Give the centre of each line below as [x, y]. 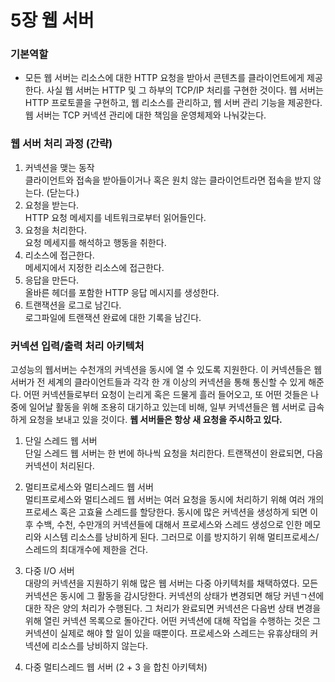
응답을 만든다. [52, 280]
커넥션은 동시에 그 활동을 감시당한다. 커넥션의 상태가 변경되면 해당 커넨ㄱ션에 [174, 596]
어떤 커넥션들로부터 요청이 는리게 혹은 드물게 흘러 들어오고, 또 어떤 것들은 [166, 395]
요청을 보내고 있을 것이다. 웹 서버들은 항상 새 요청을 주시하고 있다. [155, 420]
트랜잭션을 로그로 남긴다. [73, 305]
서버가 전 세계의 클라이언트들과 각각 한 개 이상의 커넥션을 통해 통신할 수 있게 [158, 382]
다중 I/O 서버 [49, 571]
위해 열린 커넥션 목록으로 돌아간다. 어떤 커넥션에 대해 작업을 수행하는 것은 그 [173, 621]
